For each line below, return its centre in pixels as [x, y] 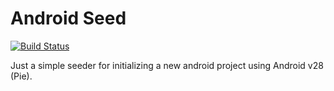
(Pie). [21, 76]
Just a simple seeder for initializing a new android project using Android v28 [167, 65]
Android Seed [68, 18]
